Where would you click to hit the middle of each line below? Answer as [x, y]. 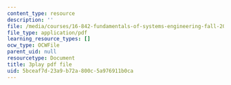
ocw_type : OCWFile [33, 45]
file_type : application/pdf [47, 33]
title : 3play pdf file [40, 64]
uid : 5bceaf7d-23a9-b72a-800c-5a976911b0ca [70, 71]
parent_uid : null [32, 52]
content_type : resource [41, 13]
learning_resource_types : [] [49, 39]
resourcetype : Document [41, 58]
